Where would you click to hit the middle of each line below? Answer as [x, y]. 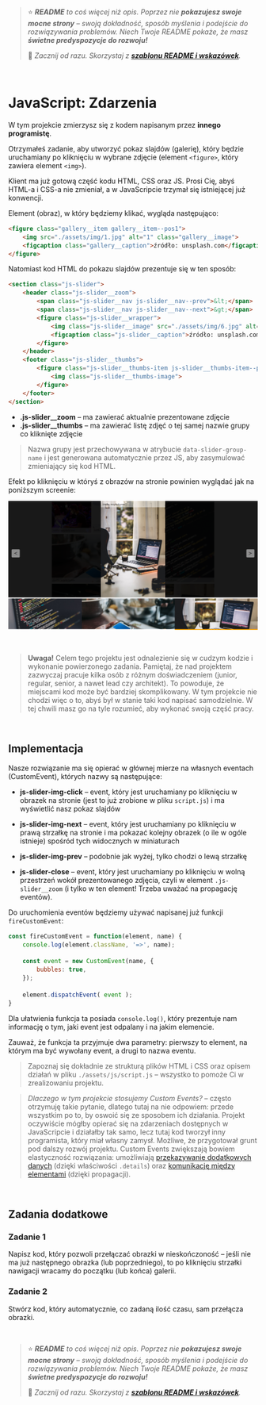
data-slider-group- [215, 450]
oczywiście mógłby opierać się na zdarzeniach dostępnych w [128, 1123]
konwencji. [26, 198]
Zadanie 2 [28, 1292]
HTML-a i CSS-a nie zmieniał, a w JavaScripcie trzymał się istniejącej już [127, 189]
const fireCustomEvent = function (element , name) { [95, 936]
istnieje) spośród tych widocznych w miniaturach [99, 841]
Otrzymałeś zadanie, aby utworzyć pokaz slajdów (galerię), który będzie [126, 148]
